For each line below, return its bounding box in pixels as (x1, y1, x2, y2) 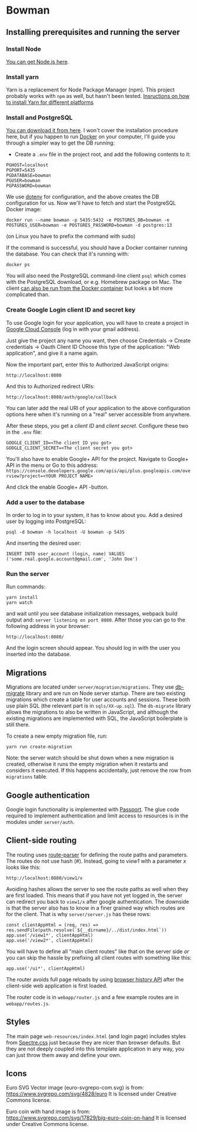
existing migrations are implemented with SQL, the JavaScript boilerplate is (6, 715, 188, 722)
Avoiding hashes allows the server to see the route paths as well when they (6, 885, 189, 892)
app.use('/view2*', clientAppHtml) (6, 937, 94, 943)
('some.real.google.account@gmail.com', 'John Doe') (6, 556, 138, 562)
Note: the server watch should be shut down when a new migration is (6, 754, 175, 761)
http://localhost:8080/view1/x (6, 875, 83, 881)
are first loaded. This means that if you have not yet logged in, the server (6, 892, 183, 899)
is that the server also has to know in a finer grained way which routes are (6, 904, 185, 911)
